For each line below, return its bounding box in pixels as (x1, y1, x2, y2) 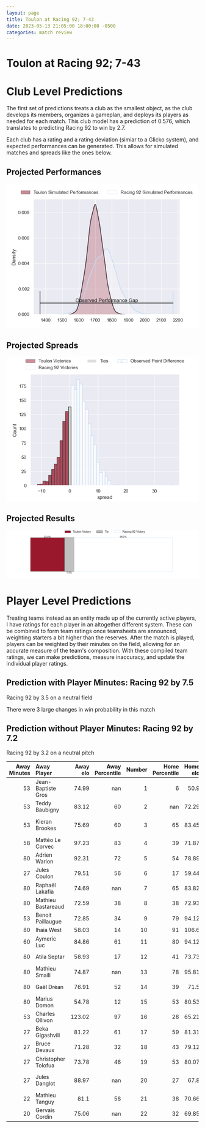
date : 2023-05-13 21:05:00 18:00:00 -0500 (6, 23, 116, 29)
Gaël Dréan (35, 983, 64, 990)
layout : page (6, 10, 40, 16)
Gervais (35, 1107, 55, 1114)
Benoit (35, 911, 52, 919)
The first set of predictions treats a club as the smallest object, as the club (6, 105, 193, 112)
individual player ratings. (6, 660, 68, 667)
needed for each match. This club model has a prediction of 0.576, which (6, 118, 190, 125)
